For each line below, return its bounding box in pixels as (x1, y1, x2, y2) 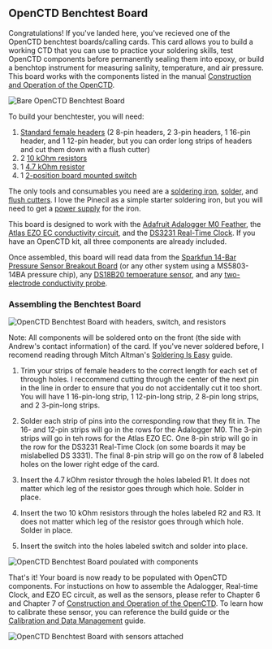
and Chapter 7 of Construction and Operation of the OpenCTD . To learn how (8, 599, 264, 608)
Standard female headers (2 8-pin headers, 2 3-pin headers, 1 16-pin (19, 127, 251, 137)
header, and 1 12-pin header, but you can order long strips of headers (19, 136, 253, 146)
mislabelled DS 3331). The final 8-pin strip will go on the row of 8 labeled (19, 451, 264, 460)
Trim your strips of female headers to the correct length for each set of (19, 366, 257, 376)
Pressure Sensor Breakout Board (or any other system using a (8, 260, 215, 271)
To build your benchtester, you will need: (8, 111, 145, 121)
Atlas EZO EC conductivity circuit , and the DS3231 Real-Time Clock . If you (8, 228, 256, 237)
